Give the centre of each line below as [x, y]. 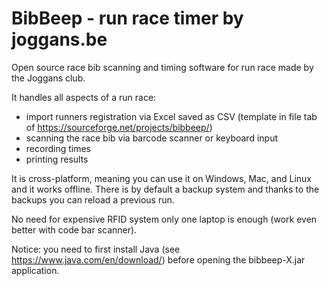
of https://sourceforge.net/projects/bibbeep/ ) [119, 127]
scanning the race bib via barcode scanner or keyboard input [152, 138]
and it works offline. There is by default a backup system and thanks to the [165, 189]
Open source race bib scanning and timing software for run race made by [162, 67]
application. [35, 270]
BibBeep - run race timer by [127, 18]
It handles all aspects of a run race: [84, 97]
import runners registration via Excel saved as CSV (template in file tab [171, 116]
